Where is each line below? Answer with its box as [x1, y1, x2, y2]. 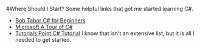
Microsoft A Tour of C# [15, 24, 73, 30]
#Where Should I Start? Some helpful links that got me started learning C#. [6, 5, 193, 12]
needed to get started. [15, 36, 72, 43]
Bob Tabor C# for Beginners [15, 17, 86, 24]
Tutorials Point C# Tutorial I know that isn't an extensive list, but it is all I [15, 30, 195, 37]
